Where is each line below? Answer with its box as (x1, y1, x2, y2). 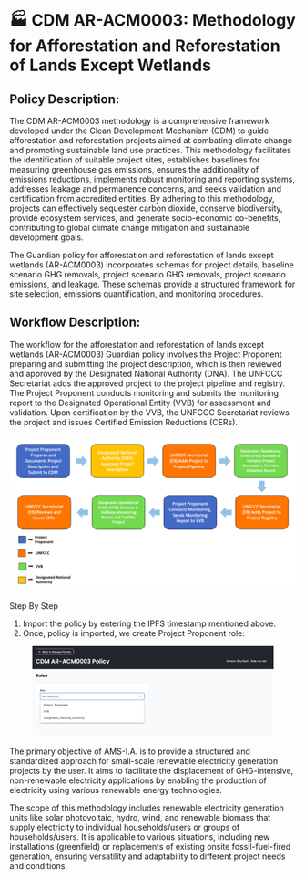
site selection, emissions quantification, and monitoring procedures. (9, 288, 264, 299)
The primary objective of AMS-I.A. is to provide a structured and (9, 746, 250, 757)
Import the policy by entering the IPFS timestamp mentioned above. (22, 618, 277, 629)
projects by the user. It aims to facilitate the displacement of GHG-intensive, (9, 765, 294, 776)
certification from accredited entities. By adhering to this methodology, (9, 194, 275, 204)
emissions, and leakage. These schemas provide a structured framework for (9, 278, 296, 289)
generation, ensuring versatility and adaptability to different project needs (9, 851, 286, 862)
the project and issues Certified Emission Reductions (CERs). (9, 416, 239, 427)
